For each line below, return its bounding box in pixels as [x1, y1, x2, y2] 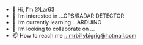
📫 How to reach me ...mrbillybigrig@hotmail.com [12, 32, 137, 39]
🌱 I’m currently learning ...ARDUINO [12, 19, 102, 26]
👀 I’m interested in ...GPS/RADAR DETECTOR [12, 12, 125, 19]
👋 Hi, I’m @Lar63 [12, 6, 55, 13]
